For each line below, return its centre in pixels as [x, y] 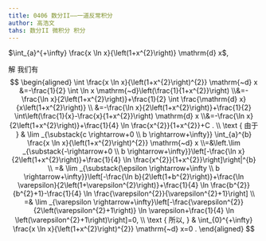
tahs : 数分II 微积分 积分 [47, 30]
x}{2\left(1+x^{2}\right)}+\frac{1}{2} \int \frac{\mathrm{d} [144, 99]
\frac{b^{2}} [231, 185]
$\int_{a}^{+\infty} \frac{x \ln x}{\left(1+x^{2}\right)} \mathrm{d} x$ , [119, 53]
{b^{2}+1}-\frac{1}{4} [47, 194]
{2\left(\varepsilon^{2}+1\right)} [85, 211]
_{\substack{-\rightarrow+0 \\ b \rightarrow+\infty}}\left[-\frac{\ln [129, 151]
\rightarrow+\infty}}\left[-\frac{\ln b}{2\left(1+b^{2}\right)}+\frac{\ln [134, 177]
